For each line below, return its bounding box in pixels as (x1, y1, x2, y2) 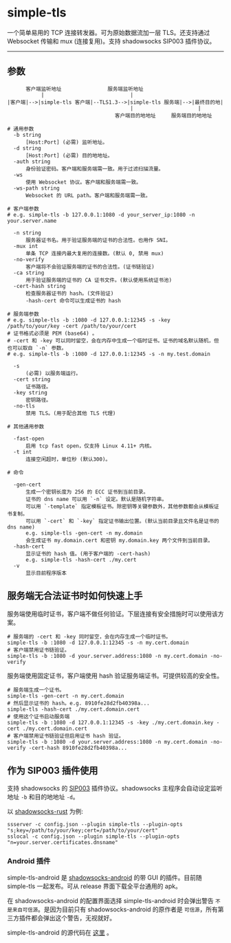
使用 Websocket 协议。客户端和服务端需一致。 (25, 179, 142, 186)
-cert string (13, 376, 51, 383)
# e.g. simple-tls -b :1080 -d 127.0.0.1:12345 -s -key (7, 316, 170, 324)
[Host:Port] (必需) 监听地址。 (25, 139, 108, 146)
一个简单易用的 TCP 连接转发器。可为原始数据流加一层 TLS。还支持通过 (7, 28, 210, 36)
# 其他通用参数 (7, 423, 45, 430)
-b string (13, 131, 41, 138)
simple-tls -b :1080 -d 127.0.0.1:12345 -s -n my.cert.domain (7, 639, 189, 646)
